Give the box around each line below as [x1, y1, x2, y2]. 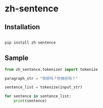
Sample [4, 54, 29, 62]
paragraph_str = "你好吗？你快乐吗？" [4, 76, 78, 81]
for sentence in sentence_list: [4, 94, 71, 99]
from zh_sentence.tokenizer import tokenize [4, 67, 98, 72]
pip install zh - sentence [4, 40, 56, 45]
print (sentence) [13, 99, 48, 104]
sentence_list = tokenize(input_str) [4, 85, 83, 90]
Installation [4, 23, 40, 31]
